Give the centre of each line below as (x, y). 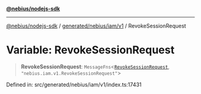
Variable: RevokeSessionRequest (90, 50)
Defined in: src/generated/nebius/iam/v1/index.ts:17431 (74, 84)
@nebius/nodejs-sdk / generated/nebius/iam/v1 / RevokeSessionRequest (96, 26)
